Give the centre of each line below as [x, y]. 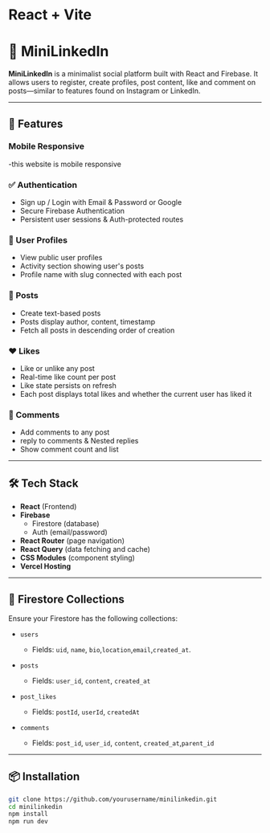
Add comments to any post [65, 432]
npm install [28, 814]
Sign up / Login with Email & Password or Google [101, 202]
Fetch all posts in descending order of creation [97, 330]
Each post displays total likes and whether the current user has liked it [136, 394]
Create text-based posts [60, 313]
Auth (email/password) [70, 533]
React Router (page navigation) [72, 541]
